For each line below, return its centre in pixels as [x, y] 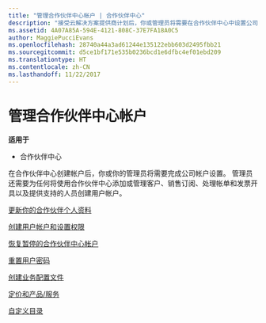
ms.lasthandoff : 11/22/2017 [55, 74]
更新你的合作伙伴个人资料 [50, 210]
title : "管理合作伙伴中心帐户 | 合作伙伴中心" [77, 15]
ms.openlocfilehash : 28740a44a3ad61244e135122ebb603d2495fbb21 [115, 45]
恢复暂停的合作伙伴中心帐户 [53, 243]
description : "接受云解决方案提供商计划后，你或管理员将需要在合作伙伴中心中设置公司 [133, 23]
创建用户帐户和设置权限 [46, 226]
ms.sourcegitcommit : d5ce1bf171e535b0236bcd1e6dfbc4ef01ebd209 [115, 52]
